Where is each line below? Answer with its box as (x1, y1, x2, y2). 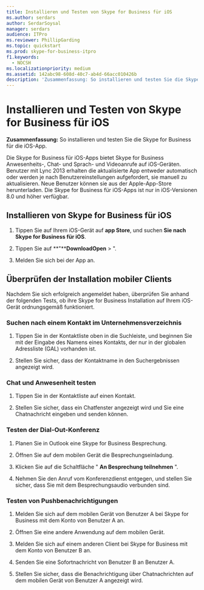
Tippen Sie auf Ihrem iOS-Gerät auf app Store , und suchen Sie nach (15, 226, 186, 234)
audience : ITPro (6, 32, 47, 38)
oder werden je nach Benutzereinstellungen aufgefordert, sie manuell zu (6, 174, 187, 181)
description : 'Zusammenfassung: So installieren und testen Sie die (6, 77, 183, 83)
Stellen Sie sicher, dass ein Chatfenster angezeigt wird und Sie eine (15, 404, 184, 411)
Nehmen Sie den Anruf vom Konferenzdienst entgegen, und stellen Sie (15, 475, 192, 482)
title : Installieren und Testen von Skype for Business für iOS (6, 9, 172, 15)
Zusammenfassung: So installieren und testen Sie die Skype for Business (6, 136, 191, 143)
